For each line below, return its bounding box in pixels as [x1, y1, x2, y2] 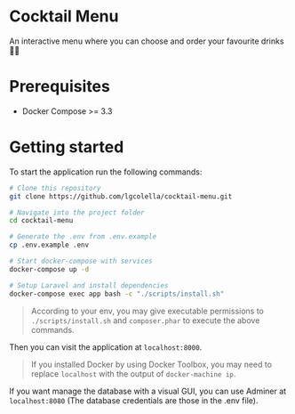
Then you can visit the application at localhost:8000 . [9, 341, 203, 353]
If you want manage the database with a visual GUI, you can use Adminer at [9, 386, 287, 396]
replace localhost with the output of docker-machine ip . [30, 368, 236, 379]
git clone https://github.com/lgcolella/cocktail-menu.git [9, 191, 233, 201]
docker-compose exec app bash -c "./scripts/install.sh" [9, 289, 225, 298]
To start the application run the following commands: [9, 166, 203, 177]
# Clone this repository [9, 183, 101, 192]
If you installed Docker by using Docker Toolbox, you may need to [30, 359, 273, 369]
